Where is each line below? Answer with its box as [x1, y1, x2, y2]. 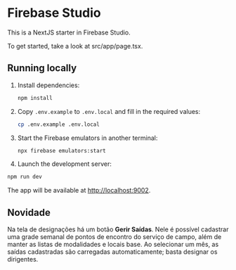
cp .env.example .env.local [17, 121, 100, 128]
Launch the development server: [17, 160, 112, 168]
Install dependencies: [17, 81, 80, 89]
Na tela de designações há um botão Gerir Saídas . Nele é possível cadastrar [7, 225, 229, 233]
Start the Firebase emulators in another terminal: [17, 134, 158, 142]
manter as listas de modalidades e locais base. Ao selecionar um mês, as [7, 240, 219, 249]
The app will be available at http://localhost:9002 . [7, 186, 151, 195]
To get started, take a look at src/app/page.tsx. [7, 41, 143, 50]
